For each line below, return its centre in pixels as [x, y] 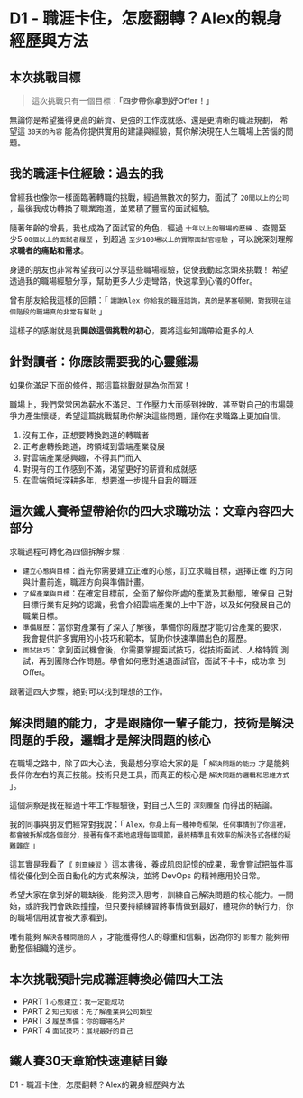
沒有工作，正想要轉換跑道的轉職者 [86, 435]
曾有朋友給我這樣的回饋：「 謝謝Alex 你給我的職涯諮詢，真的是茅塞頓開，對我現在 [147, 300]
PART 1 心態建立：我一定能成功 [73, 1002]
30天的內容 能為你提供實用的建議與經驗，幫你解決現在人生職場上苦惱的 [156, 131]
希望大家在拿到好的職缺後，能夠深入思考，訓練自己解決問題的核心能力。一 [147, 895]
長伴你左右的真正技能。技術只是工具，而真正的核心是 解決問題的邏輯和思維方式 [150, 774]
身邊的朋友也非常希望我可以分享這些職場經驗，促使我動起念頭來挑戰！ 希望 [149, 269]
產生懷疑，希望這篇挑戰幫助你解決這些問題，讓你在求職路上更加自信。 [155, 416]
